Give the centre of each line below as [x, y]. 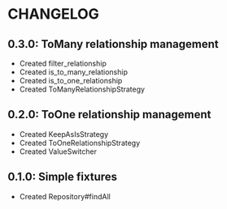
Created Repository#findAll [65, 196]
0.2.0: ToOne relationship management [109, 115]
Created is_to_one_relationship [71, 81]
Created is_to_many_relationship [73, 72]
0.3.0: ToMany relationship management [113, 44]
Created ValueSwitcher [58, 151]
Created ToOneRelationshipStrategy [80, 143]
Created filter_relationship [63, 63]
